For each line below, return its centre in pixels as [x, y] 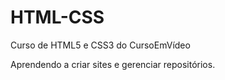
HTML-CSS [57, 17]
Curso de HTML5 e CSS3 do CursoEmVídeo [100, 45]
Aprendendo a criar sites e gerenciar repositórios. [113, 64]
